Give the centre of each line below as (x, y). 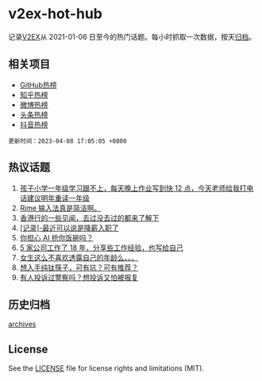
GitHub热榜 (38, 85)
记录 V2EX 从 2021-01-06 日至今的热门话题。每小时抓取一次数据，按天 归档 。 (132, 37)
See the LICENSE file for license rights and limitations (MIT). (106, 368)
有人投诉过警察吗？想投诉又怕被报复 (79, 277)
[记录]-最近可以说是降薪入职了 (69, 228)
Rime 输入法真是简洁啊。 (60, 208)
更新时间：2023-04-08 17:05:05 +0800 (67, 141)
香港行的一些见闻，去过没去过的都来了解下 (89, 217)
